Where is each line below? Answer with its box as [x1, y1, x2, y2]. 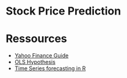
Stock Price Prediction [5, 4, 122, 18]
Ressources [5, 32, 68, 46]
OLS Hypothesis [14, 59, 56, 66]
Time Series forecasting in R [14, 65, 86, 72]
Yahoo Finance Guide [14, 52, 69, 59]
